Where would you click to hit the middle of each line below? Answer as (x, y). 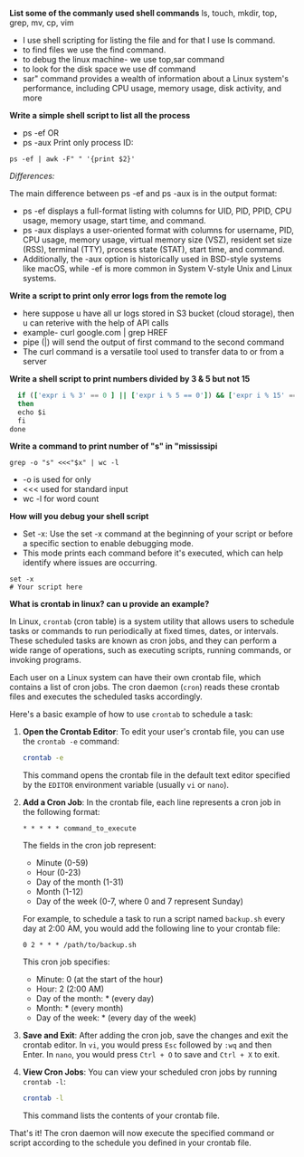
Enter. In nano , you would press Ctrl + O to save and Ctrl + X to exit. (151, 1055)
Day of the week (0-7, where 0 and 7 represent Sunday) (140, 901)
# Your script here (46, 587)
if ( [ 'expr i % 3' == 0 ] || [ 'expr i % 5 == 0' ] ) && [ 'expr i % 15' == (157, 395)
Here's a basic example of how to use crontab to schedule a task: (131, 715)
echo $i (32, 412)
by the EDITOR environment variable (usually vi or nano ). (125, 785)
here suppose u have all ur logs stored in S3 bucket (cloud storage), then (158, 313)
